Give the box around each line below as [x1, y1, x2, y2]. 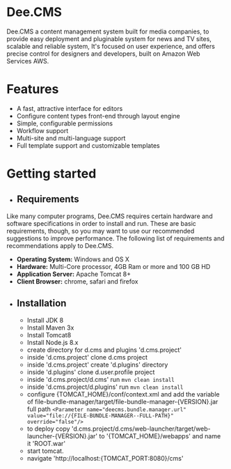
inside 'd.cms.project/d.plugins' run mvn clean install [26, 383, 184, 391]
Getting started [6, 166, 97, 182]
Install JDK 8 [26, 316, 64, 324]
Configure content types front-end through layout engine [16, 112, 180, 120]
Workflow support [16, 126, 69, 134]
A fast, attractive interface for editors [16, 104, 123, 112]
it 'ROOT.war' [26, 439, 66, 447]
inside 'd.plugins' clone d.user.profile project [26, 367, 155, 376]
